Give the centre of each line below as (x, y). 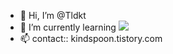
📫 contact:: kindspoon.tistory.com (91, 38)
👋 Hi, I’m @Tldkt (53, 15)
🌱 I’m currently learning (68, 27)
